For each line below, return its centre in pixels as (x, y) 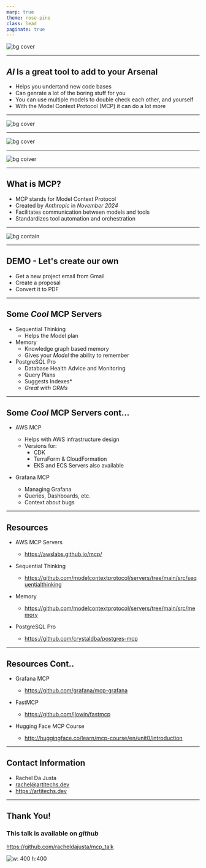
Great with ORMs (46, 388)
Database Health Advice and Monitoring (75, 368)
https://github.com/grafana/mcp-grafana (76, 690)
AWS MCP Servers (39, 542)
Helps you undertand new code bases (63, 87)
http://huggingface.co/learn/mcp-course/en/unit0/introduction (103, 738)
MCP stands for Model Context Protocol (66, 199)
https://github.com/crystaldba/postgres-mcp (81, 639)
